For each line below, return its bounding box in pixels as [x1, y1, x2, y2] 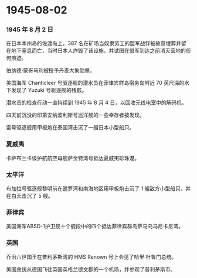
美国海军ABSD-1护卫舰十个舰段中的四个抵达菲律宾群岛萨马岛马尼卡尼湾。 [6, 223, 184, 230]
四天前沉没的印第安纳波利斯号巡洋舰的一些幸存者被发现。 [6, 112, 145, 119]
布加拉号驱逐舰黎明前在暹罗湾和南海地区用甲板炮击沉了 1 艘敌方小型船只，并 [6, 185, 191, 192]
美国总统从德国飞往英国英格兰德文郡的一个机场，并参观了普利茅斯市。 [6, 266, 176, 273]
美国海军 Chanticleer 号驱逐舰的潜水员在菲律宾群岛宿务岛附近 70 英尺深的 [6, 80, 185, 87]
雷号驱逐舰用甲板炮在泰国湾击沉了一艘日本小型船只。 [6, 124, 135, 131]
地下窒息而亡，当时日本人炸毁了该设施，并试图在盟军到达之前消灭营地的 [11, 47, 186, 54]
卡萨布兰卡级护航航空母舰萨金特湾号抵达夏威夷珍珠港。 [6, 155, 140, 162]
